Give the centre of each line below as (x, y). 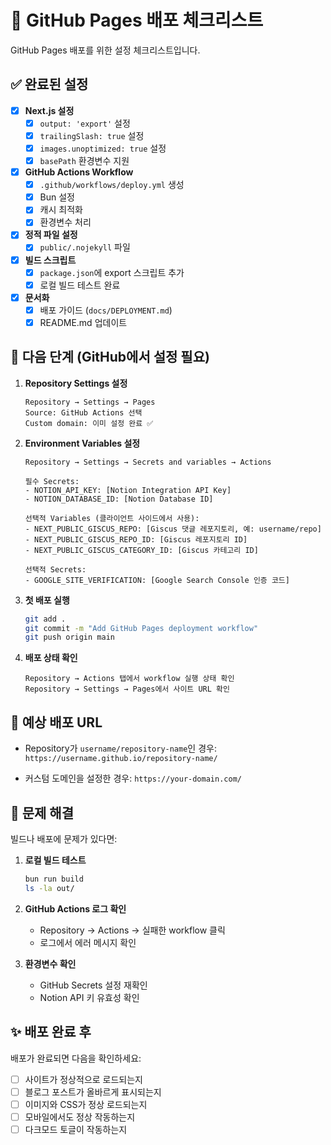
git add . (45, 619)
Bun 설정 (57, 197)
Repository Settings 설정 (76, 383)
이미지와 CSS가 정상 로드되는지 (86, 1104)
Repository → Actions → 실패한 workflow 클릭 (132, 930)
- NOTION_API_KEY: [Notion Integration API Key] (128, 490)
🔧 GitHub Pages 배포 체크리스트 (137, 20)
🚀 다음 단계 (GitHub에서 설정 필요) (110, 357)
